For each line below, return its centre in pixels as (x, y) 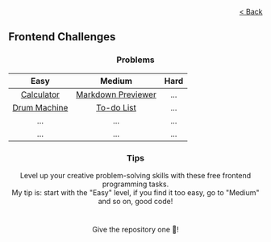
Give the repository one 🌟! (135, 230)
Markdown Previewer (117, 94)
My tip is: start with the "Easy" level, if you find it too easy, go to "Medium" (135, 192)
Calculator (40, 94)
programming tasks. (135, 184)
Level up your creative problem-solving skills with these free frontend (135, 175)
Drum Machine (40, 107)
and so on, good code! (135, 201)
